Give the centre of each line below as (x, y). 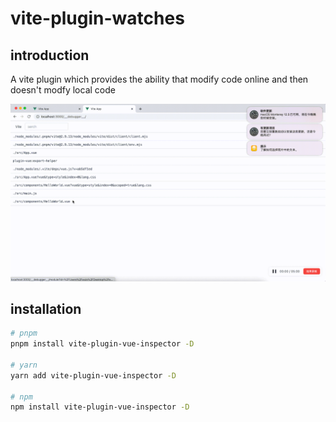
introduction (50, 55)
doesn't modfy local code (63, 90)
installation (46, 308)
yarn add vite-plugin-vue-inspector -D (93, 375)
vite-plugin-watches (97, 18)
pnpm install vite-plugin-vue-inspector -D (102, 344)
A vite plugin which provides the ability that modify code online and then (159, 79)
